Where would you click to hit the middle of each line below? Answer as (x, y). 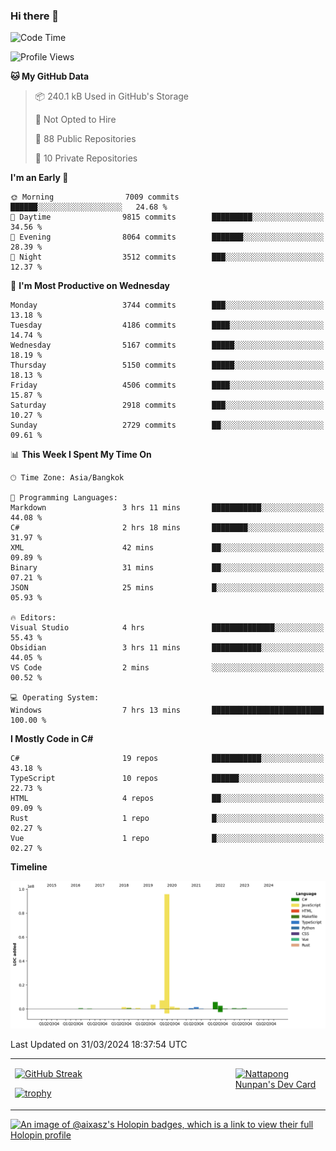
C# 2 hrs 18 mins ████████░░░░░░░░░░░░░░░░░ (167, 528)
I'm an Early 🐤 (39, 178)
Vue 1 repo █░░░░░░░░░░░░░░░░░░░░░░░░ (167, 839)
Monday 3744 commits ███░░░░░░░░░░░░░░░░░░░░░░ (167, 305)
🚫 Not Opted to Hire (75, 120)
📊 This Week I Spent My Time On (81, 455)
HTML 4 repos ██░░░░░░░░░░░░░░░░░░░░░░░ (167, 799)
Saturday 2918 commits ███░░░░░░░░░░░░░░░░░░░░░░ (167, 405)
